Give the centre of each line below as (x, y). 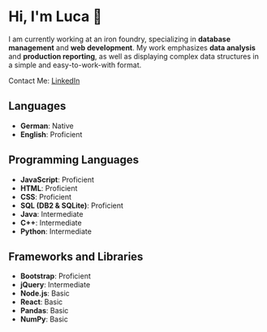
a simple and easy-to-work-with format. (75, 65)
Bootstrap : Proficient (56, 276)
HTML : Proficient (49, 188)
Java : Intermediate (52, 213)
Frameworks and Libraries (76, 256)
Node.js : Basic (45, 293)
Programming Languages (74, 160)
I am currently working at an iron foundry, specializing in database (120, 39)
